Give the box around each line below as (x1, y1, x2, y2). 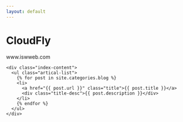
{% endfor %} (16, 100, 49, 106)
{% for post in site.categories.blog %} (16, 74, 117, 81)
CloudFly (6, 33, 51, 47)
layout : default (6, 8, 46, 15)
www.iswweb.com (6, 53, 51, 60)
